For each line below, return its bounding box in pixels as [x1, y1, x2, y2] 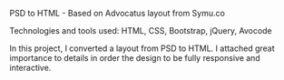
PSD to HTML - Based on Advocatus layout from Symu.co [9, 8, 225, 18]
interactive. [9, 63, 52, 73]
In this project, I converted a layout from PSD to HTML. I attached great [9, 43, 275, 54]
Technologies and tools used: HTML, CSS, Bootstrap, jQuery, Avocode [9, 25, 272, 35]
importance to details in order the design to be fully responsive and [9, 53, 260, 63]
